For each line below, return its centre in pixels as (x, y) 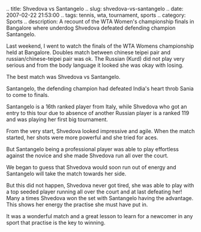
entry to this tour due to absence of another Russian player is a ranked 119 (98, 113)
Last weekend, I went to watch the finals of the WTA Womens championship (100, 46)
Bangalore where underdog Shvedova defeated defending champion (91, 28)
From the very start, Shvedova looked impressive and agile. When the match (100, 131)
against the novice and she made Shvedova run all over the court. (88, 155)
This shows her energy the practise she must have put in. (77, 205)
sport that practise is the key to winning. (56, 223)
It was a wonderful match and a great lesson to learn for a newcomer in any (100, 216)
